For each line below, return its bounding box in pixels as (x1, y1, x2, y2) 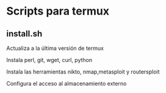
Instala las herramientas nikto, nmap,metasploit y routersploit (6, 68, 160, 75)
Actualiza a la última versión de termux (6, 44, 104, 52)
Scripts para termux (6, 4, 110, 18)
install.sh (6, 29, 43, 39)
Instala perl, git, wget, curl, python (6, 57, 93, 63)
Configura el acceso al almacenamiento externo (6, 80, 127, 87)
